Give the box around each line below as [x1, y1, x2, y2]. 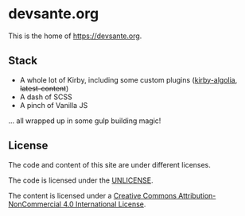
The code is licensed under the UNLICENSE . [8, 175, 154, 185]
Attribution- [177, 191, 216, 200]
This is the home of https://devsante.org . [8, 31, 142, 40]
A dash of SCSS [19, 92, 73, 102]
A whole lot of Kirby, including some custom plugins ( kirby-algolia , [19, 75, 238, 84]
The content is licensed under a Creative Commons [8, 191, 177, 200]
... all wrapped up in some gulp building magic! [8, 116, 161, 125]
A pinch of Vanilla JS [19, 100, 88, 110]
